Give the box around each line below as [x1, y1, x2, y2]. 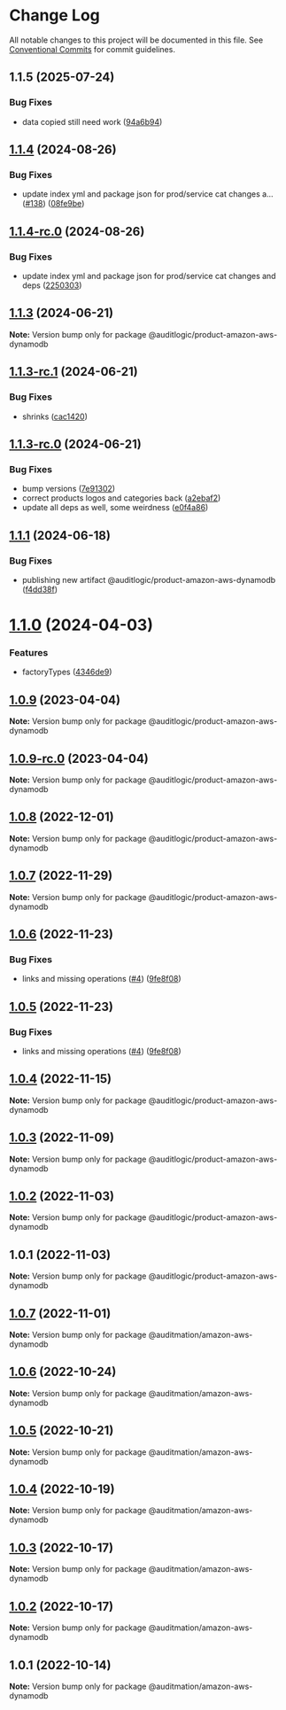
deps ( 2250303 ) [21, 280, 82, 291]
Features [9, 646, 49, 658]
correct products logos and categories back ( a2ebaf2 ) [21, 493, 221, 503]
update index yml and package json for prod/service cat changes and [21, 271, 276, 281]
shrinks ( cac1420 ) [21, 411, 89, 422]
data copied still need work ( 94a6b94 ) [21, 116, 163, 127]
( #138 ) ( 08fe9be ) [21, 198, 85, 209]
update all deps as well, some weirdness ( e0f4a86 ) [21, 502, 209, 513]
